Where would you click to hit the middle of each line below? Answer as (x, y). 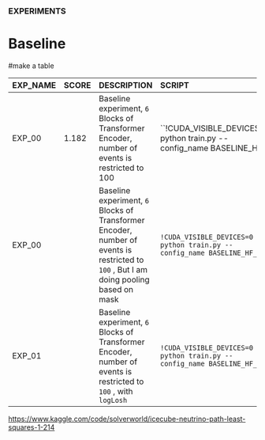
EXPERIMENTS (37, 11)
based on (116, 289)
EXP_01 (27, 355)
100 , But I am (123, 269)
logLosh (113, 400)
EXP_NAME (34, 85)
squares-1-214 (32, 427)
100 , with (116, 391)
